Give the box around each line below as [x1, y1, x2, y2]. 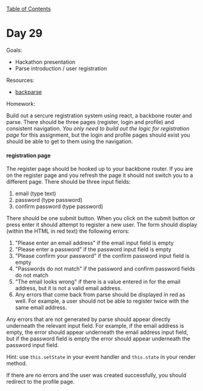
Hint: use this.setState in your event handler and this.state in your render [6, 353, 196, 361]
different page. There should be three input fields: [6, 178, 131, 185]
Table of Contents [6, 5, 52, 12]
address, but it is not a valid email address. [15, 285, 122, 292]
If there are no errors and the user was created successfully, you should [6, 372, 187, 379]
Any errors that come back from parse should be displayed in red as [15, 291, 186, 299]
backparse [15, 88, 42, 95]
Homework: [6, 100, 35, 107]
